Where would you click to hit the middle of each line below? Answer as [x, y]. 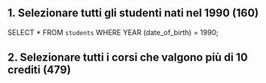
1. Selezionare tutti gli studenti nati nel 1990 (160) [133, 13]
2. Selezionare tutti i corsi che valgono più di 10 [128, 58]
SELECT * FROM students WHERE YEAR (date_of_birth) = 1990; [113, 32]
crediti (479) [39, 70]
